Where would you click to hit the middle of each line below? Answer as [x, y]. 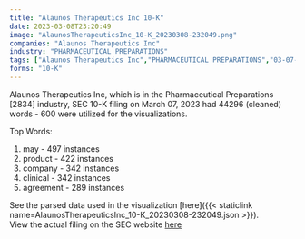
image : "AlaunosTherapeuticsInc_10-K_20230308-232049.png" [123, 35]
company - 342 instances [71, 168]
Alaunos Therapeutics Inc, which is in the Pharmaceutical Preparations [142, 94]
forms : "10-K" [36, 69]
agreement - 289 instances [74, 187]
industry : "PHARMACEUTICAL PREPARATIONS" [89, 52]
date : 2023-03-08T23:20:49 [60, 26]
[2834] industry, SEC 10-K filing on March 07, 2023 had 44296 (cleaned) [146, 104]
